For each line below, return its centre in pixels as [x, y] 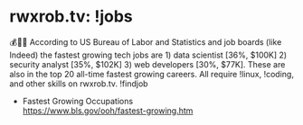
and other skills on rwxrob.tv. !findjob [79, 84]
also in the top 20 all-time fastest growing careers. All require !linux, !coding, [151, 74]
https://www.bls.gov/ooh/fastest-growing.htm [108, 111]
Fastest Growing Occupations [78, 101]
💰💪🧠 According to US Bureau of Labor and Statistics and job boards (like [146, 41]
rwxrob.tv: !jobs [71, 17]
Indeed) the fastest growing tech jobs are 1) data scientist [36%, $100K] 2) [148, 55]
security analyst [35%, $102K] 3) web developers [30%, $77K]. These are [147, 64]
